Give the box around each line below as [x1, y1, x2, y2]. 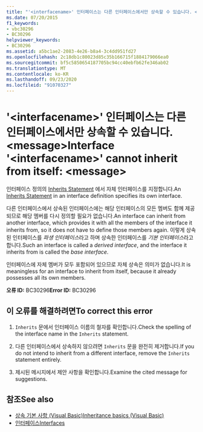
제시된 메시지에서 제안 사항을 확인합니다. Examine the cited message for [14, 368, 188, 376]
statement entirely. [14, 356, 62, 363]
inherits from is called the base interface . [6, 248, 109, 255]
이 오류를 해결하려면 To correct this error [6, 306, 153, 316]
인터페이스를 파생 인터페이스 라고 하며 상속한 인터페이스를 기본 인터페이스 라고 [12, 234, 194, 241]
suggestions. [14, 375, 48, 382]
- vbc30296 [6, 25, 34, 32]
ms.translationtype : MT [6, 65, 66, 72]
